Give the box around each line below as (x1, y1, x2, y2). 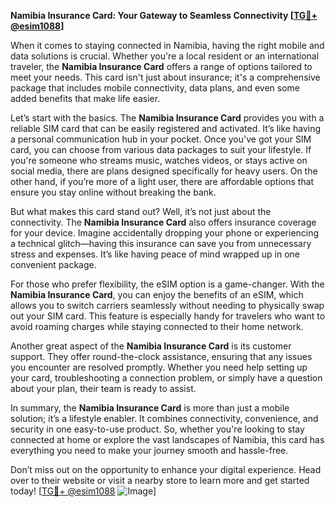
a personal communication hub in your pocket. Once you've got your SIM (10, 133, 312, 145)
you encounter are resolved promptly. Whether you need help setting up (10, 361, 308, 373)
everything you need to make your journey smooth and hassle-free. (10, 445, 289, 456)
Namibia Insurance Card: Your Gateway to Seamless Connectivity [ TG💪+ (10, 10, 318, 21)
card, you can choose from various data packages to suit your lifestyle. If (10, 144, 312, 155)
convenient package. (10, 259, 97, 270)
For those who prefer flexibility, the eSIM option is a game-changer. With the (10, 278, 325, 290)
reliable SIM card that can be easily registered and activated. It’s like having (10, 123, 322, 134)
